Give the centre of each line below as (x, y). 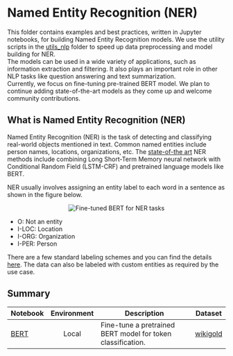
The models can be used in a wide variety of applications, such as (102, 61)
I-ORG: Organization (46, 236)
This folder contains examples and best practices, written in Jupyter (105, 32)
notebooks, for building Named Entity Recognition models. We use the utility (116, 39)
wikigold (209, 333)
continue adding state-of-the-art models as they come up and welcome (110, 91)
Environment (72, 313)
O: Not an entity (40, 221)
